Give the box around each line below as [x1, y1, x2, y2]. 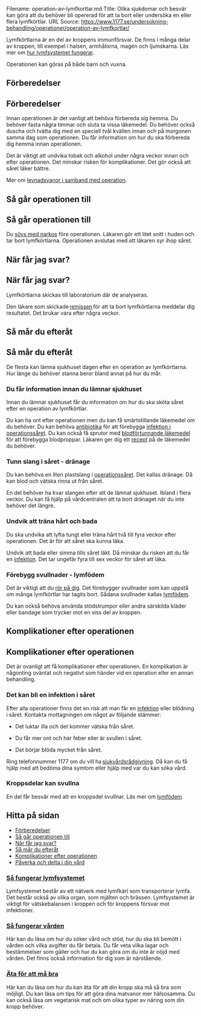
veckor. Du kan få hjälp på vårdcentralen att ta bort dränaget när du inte [6, 495, 185, 503]
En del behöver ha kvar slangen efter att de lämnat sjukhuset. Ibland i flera [6, 489, 191, 497]
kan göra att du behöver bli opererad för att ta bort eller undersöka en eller [6, 11, 192, 19]
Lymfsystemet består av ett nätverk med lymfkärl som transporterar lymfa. [6, 887, 191, 895]
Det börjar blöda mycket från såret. [14, 746, 103, 753]
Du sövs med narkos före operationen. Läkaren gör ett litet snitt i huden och [6, 231, 195, 238]
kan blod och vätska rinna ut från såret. [6, 477, 104, 485]
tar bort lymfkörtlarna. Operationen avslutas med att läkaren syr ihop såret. [6, 237, 193, 244]
